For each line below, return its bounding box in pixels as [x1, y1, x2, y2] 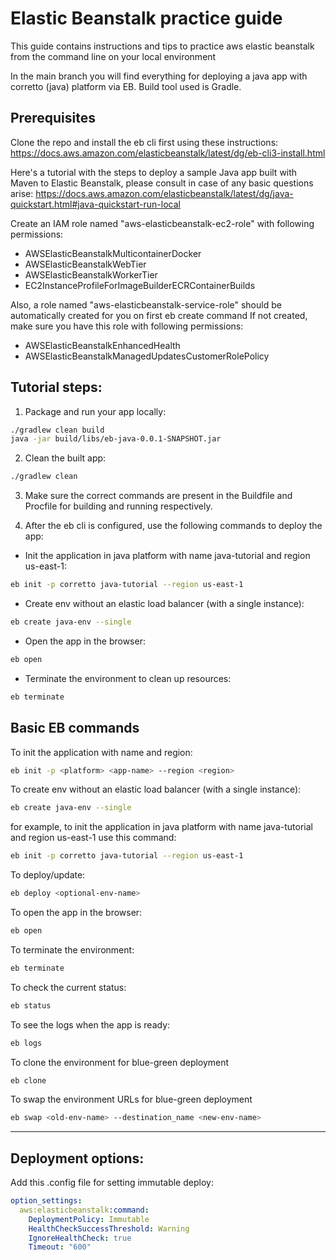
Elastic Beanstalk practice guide [10, 7, 283, 30]
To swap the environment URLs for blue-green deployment [10, 1093, 253, 1106]
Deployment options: [10, 1150, 145, 1167]
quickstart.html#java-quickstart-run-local [10, 198, 181, 210]
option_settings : [10, 1196, 83, 1206]
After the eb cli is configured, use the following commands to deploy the [24, 520, 323, 532]
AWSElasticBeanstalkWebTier [24, 258, 147, 270]
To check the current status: [10, 981, 127, 993]
